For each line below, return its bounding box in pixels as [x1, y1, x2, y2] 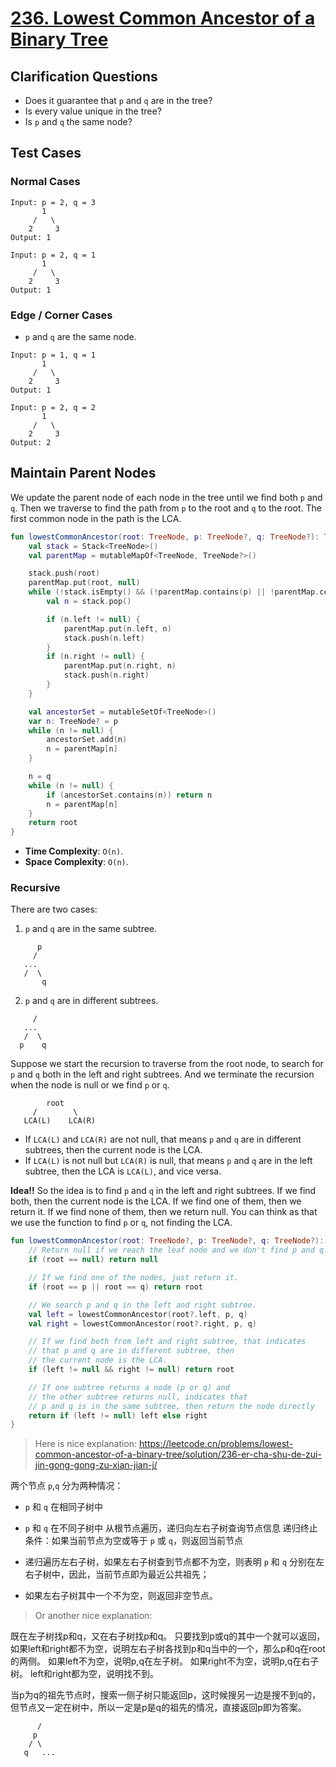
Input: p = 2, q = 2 [10, 402, 97, 412]
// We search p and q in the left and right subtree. [28, 1300, 257, 1310]
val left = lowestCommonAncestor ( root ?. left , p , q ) [28, 1309, 248, 1319]
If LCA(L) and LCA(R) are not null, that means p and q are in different [24, 1133, 302, 1146]
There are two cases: [10, 903, 98, 916]
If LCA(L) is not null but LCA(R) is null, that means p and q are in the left [24, 1155, 313, 1167]
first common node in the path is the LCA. [10, 512, 182, 524]
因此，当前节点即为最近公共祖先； [68, 1568, 210, 1581]
